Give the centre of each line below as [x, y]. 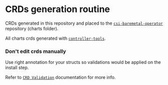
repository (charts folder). [32, 28]
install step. [17, 68]
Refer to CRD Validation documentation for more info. [61, 77]
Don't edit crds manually [36, 51]
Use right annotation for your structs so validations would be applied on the [83, 62]
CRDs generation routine [58, 9]
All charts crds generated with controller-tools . [56, 38]
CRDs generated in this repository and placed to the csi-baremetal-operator [84, 23]
